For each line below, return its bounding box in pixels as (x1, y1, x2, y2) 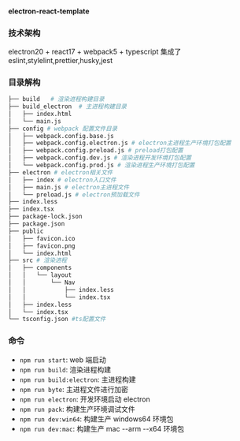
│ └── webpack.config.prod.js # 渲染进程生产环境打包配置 (8, 162, 195, 170)
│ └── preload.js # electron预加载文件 (8, 190, 140, 199)
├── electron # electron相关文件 (8, 168, 113, 177)
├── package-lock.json (8, 213, 83, 221)
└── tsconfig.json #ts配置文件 (8, 316, 106, 323)
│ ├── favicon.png (8, 241, 76, 250)
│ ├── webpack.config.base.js (8, 132, 114, 140)
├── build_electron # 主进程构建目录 (8, 103, 127, 110)
